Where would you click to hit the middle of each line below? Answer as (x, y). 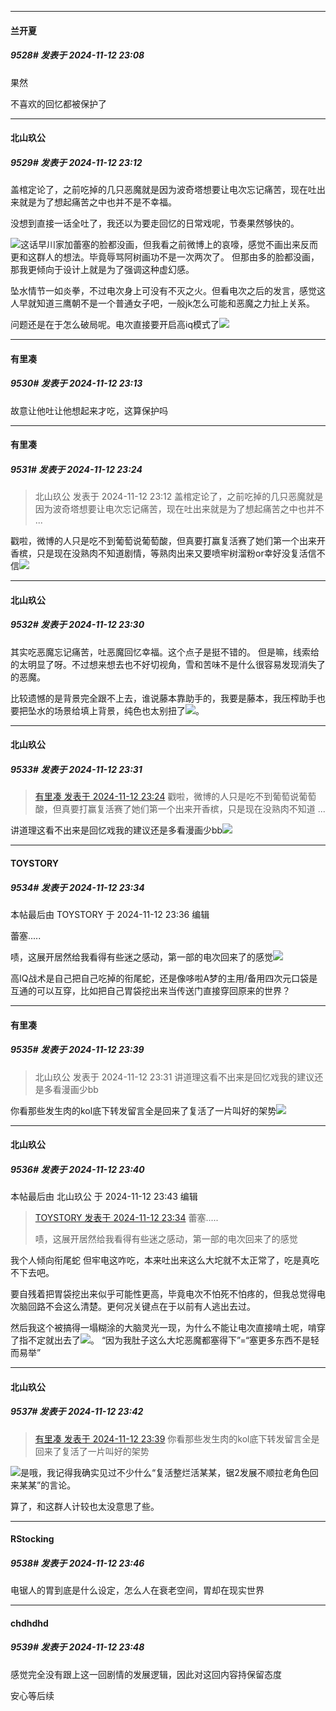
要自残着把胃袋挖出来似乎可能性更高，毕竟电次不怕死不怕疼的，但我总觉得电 (168, 1294)
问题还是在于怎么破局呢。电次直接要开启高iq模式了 (115, 325)
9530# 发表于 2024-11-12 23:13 (76, 383)
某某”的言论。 (47, 1485)
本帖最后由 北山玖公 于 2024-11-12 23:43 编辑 (104, 1197)
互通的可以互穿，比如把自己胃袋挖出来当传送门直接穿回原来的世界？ (150, 990)
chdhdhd (29, 1623)
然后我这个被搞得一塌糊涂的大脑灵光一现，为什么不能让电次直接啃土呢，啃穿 (168, 1328)
